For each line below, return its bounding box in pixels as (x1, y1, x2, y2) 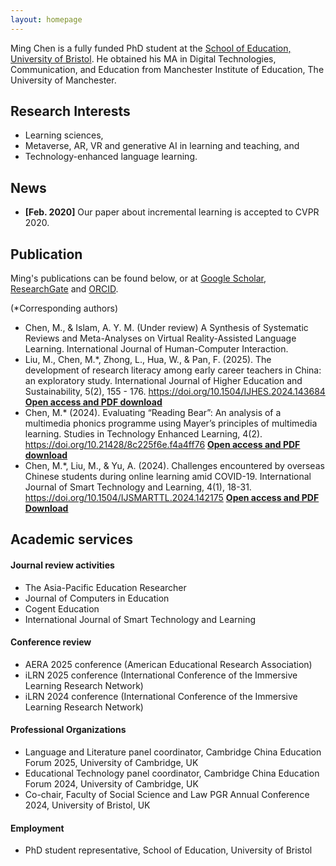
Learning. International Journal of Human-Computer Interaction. (24, 343, 289, 355)
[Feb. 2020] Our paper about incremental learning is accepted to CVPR (24, 206, 320, 218)
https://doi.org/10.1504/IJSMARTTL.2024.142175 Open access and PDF (24, 492, 320, 504)
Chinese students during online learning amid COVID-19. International (24, 471, 312, 483)
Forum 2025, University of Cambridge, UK (24, 757, 199, 769)
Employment (10, 822, 65, 834)
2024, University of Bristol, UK (24, 799, 151, 811)
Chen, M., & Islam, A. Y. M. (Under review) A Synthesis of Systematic (24, 322, 309, 334)
